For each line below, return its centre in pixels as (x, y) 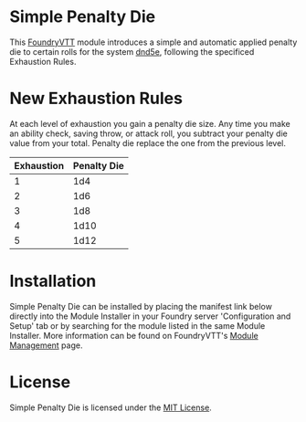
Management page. (46, 345)
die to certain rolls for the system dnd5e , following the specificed (132, 51)
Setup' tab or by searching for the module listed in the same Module (137, 325)
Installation (53, 281)
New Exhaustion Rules (96, 99)
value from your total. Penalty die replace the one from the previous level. (148, 142)
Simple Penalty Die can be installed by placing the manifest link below (141, 306)
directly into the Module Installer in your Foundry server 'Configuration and (150, 316)
